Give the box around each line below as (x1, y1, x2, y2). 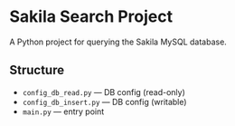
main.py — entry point (22, 106, 105, 117)
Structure (9, 63, 65, 78)
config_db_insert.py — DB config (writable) (22, 96, 187, 107)
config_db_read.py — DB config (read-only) (22, 86, 185, 97)
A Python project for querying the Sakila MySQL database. (9, 36, 228, 47)
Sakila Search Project (9, 6, 174, 27)
